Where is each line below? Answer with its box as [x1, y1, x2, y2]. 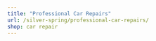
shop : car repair [7, 23, 58, 30]
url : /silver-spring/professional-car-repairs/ [7, 17, 150, 24]
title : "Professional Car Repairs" [7, 10, 112, 17]
